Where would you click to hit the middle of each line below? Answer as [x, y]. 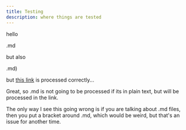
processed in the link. [32, 97]
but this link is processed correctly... [50, 80]
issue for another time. [34, 121]
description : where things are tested [54, 17]
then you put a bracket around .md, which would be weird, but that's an [93, 115]
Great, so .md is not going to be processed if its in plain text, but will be [92, 91]
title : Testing [25, 12]
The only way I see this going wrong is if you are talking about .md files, [94, 109]
